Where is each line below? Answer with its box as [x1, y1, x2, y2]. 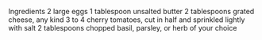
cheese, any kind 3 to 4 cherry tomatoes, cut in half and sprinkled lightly [8, 15, 245, 24]
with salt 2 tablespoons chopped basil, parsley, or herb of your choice [8, 24, 237, 32]
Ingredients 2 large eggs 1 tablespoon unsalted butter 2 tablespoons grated [8, 7, 255, 16]
